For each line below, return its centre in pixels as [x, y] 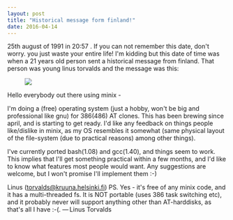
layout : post [26, 14]
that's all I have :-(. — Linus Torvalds [59, 210]
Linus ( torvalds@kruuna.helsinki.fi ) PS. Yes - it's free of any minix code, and [116, 187]
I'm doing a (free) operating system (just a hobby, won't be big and [104, 109]
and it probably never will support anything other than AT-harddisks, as [109, 202]
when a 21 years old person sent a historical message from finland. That [111, 61]
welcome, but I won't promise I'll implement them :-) [82, 174]
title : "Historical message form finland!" [72, 20]
